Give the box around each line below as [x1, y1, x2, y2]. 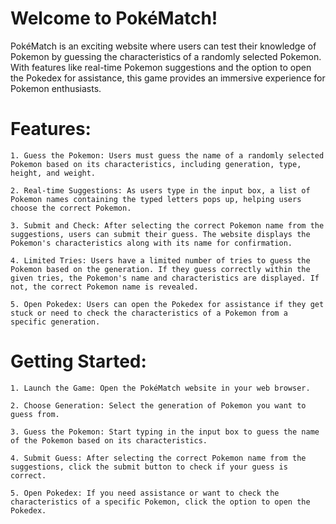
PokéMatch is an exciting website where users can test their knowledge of [10, 40, 317, 52]
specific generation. [10, 317, 101, 327]
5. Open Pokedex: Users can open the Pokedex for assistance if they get [10, 299, 325, 309]
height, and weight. [10, 168, 97, 178]
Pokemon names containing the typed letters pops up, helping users [10, 194, 302, 204]
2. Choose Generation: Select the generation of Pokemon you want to [10, 400, 307, 411]
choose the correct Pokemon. [10, 203, 132, 213]
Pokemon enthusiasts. [10, 82, 102, 94]
